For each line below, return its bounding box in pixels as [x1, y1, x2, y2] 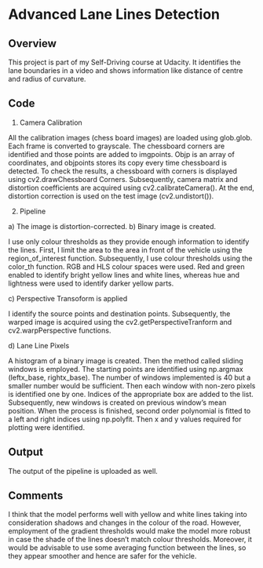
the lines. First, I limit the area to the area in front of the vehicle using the [8, 245, 243, 254]
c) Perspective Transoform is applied [8, 293, 128, 303]
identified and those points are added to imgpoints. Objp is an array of [8, 149, 236, 158]
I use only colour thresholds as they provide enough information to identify [8, 237, 250, 246]
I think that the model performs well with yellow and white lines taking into [8, 510, 247, 519]
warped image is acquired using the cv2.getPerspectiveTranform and [8, 317, 232, 326]
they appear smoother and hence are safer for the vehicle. [8, 552, 197, 561]
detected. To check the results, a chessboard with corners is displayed [8, 166, 238, 176]
